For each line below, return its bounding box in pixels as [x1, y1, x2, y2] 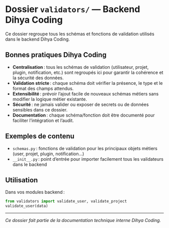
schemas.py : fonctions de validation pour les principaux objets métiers [12, 145, 157, 151]
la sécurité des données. [12, 74, 64, 81]
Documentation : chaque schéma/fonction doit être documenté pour [12, 112, 155, 118]
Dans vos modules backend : [5, 189, 65, 195]
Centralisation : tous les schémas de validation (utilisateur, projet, [12, 64, 149, 70]
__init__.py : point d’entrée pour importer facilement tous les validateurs [12, 156, 163, 162]
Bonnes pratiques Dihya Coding [5, 51, 107, 59]
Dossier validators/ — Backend [5, 4, 140, 15]
